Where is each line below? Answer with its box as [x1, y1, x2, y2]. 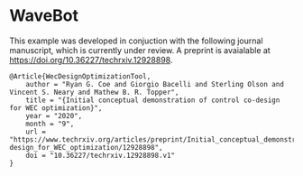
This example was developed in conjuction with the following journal [9, 35, 263, 46]
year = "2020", [25, 111, 83, 120]
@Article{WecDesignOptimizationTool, [9, 71, 151, 81]
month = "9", [25, 119, 75, 128]
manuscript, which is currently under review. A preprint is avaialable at [9, 44, 271, 55]
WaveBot [9, 5, 79, 26]
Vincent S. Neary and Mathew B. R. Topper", [9, 88, 179, 97]
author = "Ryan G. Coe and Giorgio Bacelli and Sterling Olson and [25, 79, 284, 88]
